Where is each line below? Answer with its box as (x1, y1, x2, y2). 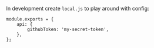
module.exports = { (6, 16, 54, 22)
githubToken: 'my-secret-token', (27, 26, 109, 32)
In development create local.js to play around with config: (6, 5, 149, 12)
